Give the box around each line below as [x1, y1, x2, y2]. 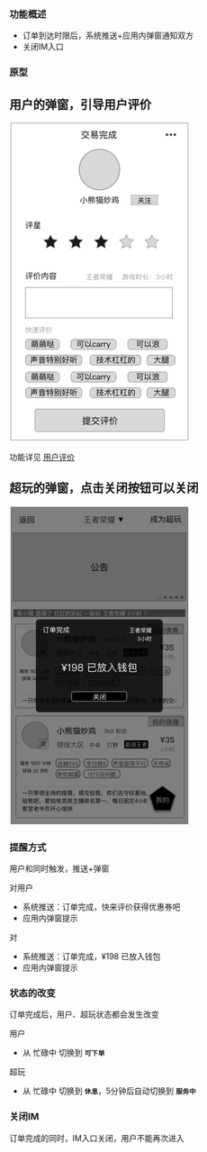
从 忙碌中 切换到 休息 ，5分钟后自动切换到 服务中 [22, 1085, 196, 1096]
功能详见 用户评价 [9, 452, 75, 463]
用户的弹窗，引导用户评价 [9, 96, 151, 112]
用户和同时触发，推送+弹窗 [9, 863, 110, 875]
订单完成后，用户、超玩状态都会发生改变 [9, 1009, 159, 1020]
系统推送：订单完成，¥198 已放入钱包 [22, 951, 161, 962]
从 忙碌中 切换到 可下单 [22, 1048, 105, 1058]
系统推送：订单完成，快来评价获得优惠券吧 [22, 902, 181, 912]
